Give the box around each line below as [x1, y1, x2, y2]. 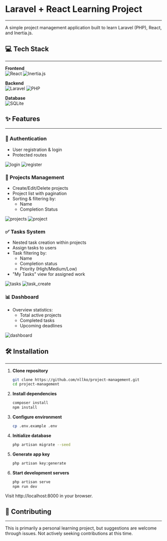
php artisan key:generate [12, 461, 66, 465]
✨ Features [5, 115, 40, 123]
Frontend [5, 65, 25, 71]
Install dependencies [12, 391, 57, 397]
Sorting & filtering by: [12, 196, 56, 202]
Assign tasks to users [12, 245, 57, 251]
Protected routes [12, 152, 47, 157]
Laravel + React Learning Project [5, 3, 143, 15]
